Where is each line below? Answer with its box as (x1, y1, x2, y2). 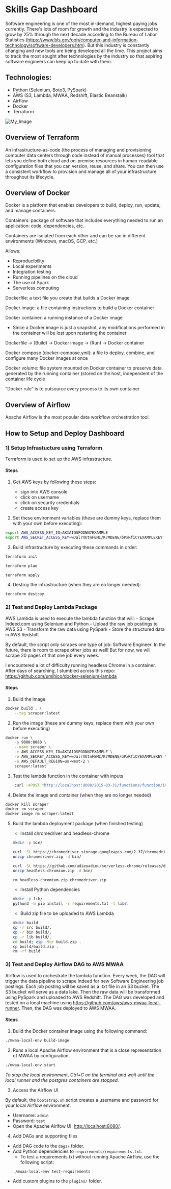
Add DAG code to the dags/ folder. (12, 1143, 84, 1149)
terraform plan (5, 563, 38, 568)
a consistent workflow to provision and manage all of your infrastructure (5, 168, 157, 175)
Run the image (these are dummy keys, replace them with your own (12, 720, 154, 726)
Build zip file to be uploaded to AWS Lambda (20, 910, 114, 916)
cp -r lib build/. (12, 934, 52, 939)
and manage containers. (5, 208, 56, 214)
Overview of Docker (5, 188, 70, 197)
